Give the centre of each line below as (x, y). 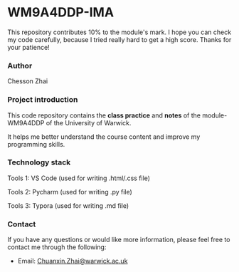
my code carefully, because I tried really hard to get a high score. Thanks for (119, 39)
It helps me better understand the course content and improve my (104, 137)
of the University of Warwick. (89, 122)
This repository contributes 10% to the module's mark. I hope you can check (119, 32)
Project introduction (43, 100)
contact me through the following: (57, 247)
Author (20, 66)
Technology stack (39, 162)
